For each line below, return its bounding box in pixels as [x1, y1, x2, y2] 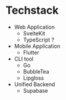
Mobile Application [14, 43, 61, 50]
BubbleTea [23, 68, 49, 75]
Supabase [23, 87, 48, 94]
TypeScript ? [23, 36, 55, 43]
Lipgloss [23, 74, 44, 81]
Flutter [23, 49, 39, 56]
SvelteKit [23, 29, 46, 37]
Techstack [5, 4, 59, 17]
